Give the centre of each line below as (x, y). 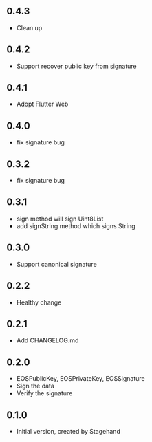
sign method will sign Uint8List (60, 219)
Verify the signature (44, 393)
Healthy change (39, 302)
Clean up (29, 27)
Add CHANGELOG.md (47, 340)
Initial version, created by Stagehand (68, 431)
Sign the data (35, 386)
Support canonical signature (56, 264)
